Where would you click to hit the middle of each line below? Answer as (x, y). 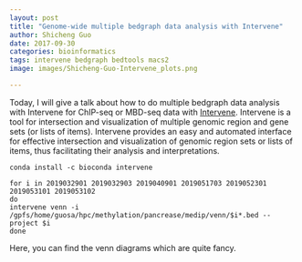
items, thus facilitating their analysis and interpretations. (115, 150)
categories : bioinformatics (63, 52)
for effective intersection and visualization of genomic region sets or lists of (151, 141)
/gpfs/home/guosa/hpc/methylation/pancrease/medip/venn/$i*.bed (134, 215)
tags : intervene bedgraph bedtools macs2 (89, 60)
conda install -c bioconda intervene (81, 167)
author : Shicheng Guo (51, 35)
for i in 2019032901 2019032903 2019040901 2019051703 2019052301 (138, 183)
